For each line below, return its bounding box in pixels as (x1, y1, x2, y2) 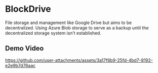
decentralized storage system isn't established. (5, 30, 101, 36)
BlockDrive (5, 3, 51, 15)
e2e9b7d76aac (5, 62, 36, 68)
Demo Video (5, 44, 44, 52)
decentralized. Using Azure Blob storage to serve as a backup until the (5, 24, 149, 30)
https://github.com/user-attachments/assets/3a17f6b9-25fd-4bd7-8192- (5, 57, 153, 63)
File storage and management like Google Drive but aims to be (5, 20, 132, 25)
